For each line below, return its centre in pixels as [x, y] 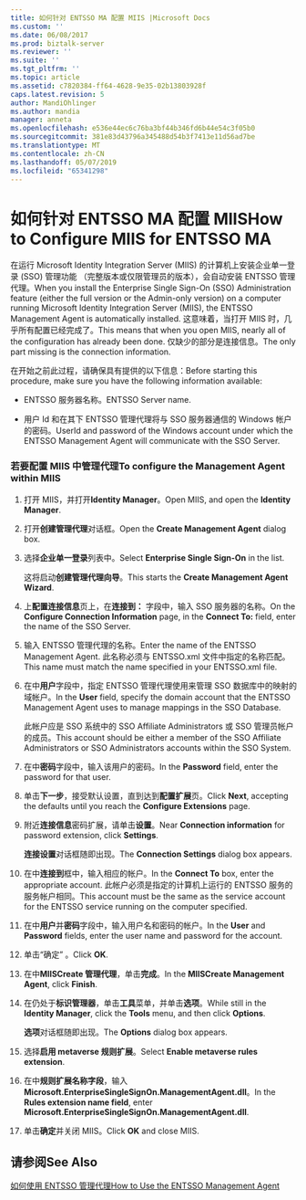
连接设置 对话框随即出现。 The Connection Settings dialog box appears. [158, 854]
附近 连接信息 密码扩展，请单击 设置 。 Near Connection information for [154, 825]
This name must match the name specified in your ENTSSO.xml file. [150, 667]
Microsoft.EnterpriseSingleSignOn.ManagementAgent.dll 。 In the [149, 1091]
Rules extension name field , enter [88, 1102]
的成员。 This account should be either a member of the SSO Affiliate [152, 737]
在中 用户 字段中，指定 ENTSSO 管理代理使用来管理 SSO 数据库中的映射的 [160, 685]
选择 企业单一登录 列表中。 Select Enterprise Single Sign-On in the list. [154, 557]
